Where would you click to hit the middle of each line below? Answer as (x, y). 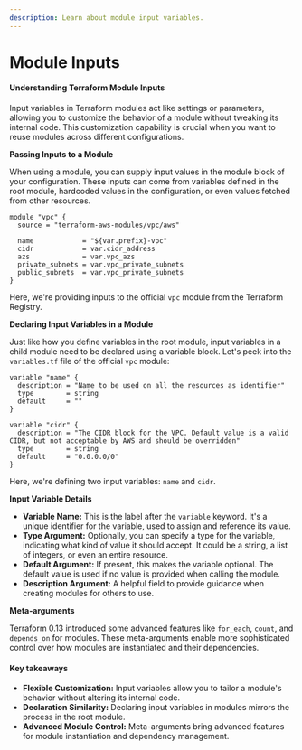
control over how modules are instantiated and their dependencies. (134, 648)
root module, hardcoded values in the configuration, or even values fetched (150, 192)
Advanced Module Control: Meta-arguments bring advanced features (153, 727)
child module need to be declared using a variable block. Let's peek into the (151, 352)
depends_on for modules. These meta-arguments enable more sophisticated (150, 638)
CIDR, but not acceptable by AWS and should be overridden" (125, 441)
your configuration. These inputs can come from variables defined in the (144, 182)
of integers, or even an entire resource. (95, 555)
